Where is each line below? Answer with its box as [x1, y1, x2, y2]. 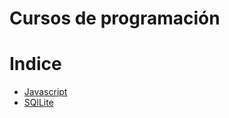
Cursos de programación [9, 7, 221, 30]
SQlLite [23, 97, 54, 109]
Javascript [23, 86, 68, 98]
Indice [9, 53, 62, 76]
